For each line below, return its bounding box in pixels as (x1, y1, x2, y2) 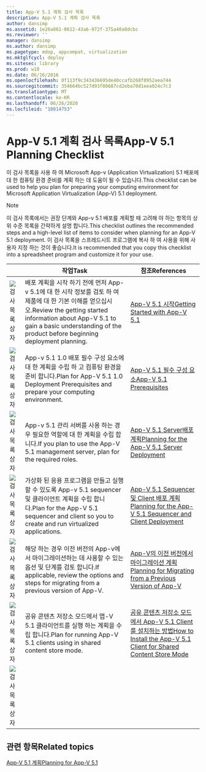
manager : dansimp (6, 37, 51, 44)
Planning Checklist (6, 148, 104, 161)
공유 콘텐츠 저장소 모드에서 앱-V (25, 612, 113, 620)
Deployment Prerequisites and (25, 380, 112, 388)
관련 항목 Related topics (6, 741, 94, 752)
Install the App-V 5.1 (130, 635, 191, 643)
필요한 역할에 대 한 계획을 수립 (32, 430, 115, 439)
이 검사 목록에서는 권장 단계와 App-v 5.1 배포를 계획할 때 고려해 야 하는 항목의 (6, 214, 192, 222)
